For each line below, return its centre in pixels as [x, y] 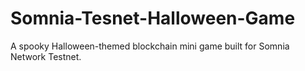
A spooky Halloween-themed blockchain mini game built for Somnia [150, 46]
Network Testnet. [46, 56]
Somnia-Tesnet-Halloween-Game [153, 18]
